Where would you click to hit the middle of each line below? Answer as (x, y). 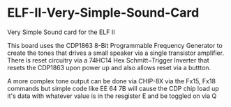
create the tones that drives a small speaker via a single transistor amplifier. (116, 53)
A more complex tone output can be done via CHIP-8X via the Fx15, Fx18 (112, 81)
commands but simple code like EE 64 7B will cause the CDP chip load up (113, 88)
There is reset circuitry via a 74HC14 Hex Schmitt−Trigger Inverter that (108, 60)
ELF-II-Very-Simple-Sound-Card (103, 13)
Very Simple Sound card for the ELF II (61, 32)
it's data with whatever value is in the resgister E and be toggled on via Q (112, 96)
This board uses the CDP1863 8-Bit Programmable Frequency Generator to (115, 45)
